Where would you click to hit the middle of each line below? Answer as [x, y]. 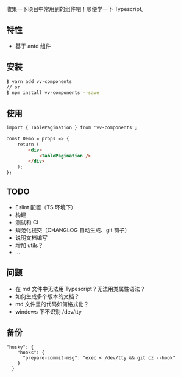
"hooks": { [31, 353]
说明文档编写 [31, 237]
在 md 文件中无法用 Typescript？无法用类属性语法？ [80, 289]
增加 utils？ [29, 245]
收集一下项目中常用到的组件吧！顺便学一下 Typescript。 [77, 9]
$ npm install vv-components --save [53, 93]
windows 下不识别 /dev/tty [48, 311]
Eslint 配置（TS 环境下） [46, 207]
